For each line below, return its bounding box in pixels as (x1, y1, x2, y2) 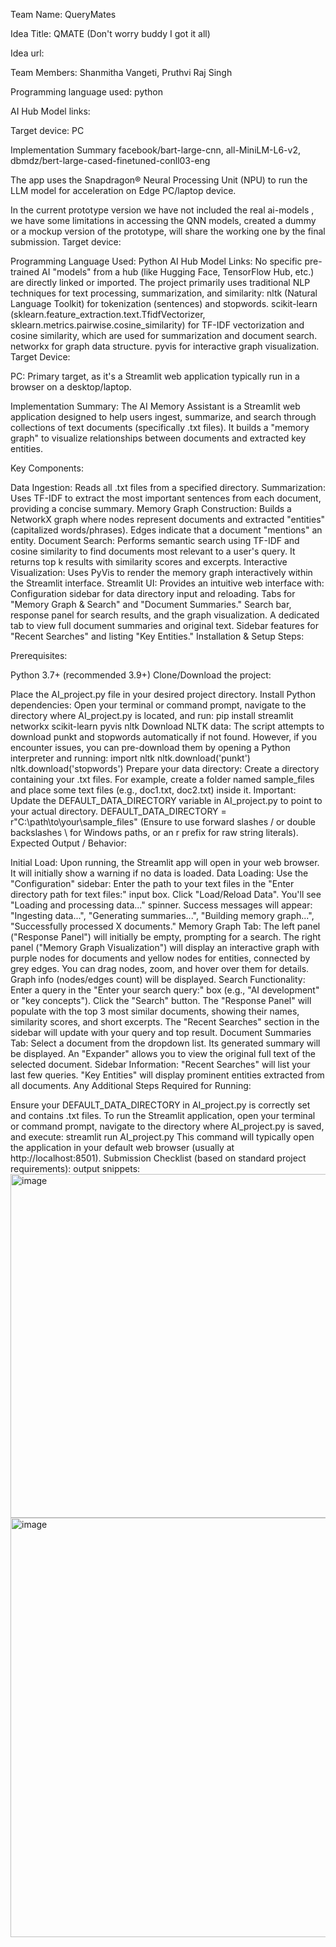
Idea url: (10, 47, 45, 59)
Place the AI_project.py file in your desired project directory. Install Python (10, 689, 317, 700)
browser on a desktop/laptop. (10, 381, 132, 393)
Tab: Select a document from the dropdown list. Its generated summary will (10, 1037, 321, 1049)
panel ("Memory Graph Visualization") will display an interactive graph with (10, 942, 320, 953)
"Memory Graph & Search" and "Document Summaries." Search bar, (10, 599, 292, 610)
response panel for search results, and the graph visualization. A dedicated (10, 609, 320, 621)
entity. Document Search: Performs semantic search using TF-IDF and (10, 535, 300, 546)
